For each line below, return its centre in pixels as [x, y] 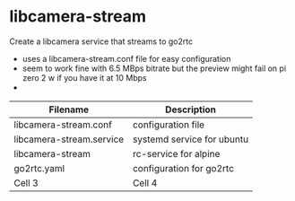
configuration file [169, 125]
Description [191, 109]
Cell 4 [145, 183]
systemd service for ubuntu [191, 139]
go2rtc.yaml [39, 168]
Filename [69, 109]
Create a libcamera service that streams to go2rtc [101, 41]
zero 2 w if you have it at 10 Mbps [85, 77]
